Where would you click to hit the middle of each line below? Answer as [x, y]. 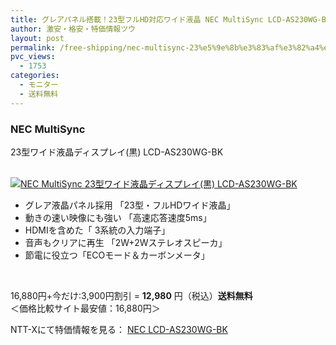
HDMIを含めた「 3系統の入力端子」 [97, 230]
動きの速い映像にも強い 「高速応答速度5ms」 [118, 217]
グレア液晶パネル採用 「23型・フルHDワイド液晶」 [130, 205]
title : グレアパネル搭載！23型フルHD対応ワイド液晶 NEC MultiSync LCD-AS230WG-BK [171, 19]
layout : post [37, 38]
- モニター [39, 85]
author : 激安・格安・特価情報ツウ [73, 29]
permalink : [33, 47]
